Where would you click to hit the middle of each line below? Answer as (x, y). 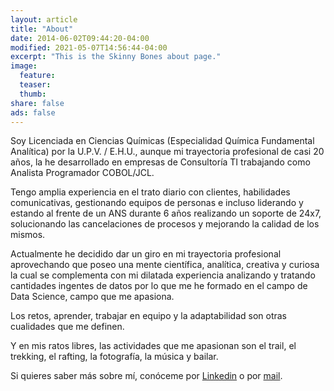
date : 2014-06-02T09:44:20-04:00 (80, 38)
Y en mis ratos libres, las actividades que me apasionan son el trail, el (153, 346)
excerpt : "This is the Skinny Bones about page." (116, 57)
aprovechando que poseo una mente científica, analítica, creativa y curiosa (165, 265)
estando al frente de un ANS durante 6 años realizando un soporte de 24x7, (166, 213)
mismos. (28, 235)
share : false (37, 103)
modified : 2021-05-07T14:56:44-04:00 (89, 47)
